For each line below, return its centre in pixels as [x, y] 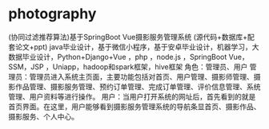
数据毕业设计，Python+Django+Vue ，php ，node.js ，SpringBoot [118, 57]
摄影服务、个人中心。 [43, 116]
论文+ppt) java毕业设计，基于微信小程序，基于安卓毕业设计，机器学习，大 [137, 47]
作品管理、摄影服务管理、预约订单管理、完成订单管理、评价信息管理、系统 [138, 86]
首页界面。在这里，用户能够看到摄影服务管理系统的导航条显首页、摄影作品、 [134, 106]
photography [52, 14]
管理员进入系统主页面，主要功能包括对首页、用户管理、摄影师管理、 [141, 76]
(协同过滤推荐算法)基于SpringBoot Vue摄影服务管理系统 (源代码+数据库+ [128, 37]
